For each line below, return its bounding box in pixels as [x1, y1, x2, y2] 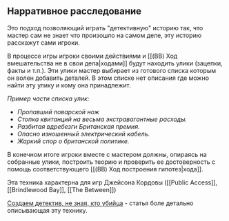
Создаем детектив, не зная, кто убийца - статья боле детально [7, 199, 194, 207]
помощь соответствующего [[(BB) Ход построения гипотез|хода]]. [7, 165, 203, 173]
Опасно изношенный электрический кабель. [17, 129, 150, 138]
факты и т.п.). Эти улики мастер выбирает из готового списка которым [7, 66, 216, 74]
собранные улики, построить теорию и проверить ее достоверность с [7, 158, 216, 166]
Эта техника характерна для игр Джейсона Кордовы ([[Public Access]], [7, 178, 218, 187]
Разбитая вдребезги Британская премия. [17, 122, 140, 130]
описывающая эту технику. [7, 206, 88, 214]
